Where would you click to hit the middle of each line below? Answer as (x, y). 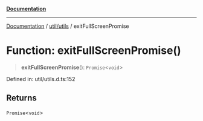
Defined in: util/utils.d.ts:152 (41, 79)
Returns (22, 98)
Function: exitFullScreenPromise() (94, 51)
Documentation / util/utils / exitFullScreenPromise (68, 26)
